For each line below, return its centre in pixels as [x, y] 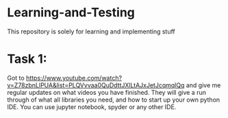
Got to [16, 78]
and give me [203, 85]
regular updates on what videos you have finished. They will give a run [107, 92]
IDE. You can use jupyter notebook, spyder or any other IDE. [92, 106]
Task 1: [27, 59]
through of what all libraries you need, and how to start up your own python [114, 100]
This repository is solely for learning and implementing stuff [91, 31]
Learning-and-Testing [71, 13]
